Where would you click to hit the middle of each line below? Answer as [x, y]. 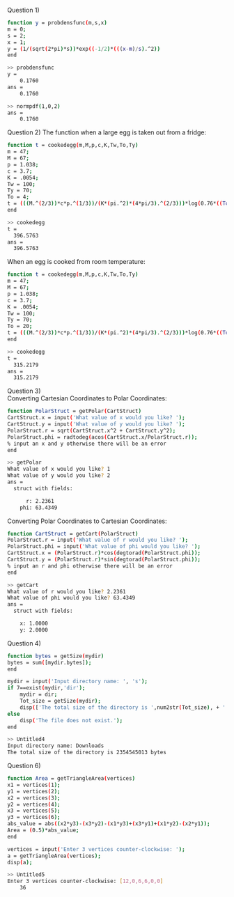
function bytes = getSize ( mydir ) [56, 656]
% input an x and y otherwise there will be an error [87, 444]
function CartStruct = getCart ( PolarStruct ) [73, 533]
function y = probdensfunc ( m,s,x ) [57, 23]
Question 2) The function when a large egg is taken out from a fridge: [107, 132]
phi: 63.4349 [39, 508]
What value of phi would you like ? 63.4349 [71, 598]
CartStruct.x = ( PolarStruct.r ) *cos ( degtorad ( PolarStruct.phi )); [104, 553]
